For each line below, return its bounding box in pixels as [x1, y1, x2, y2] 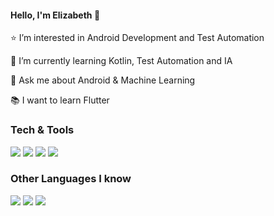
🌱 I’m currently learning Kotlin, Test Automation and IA [10, 55, 233, 67]
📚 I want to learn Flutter [10, 94, 110, 106]
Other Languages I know [10, 172, 132, 186]
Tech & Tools [10, 123, 75, 137]
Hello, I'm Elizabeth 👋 [10, 9, 101, 21]
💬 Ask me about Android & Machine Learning [10, 74, 196, 86]
